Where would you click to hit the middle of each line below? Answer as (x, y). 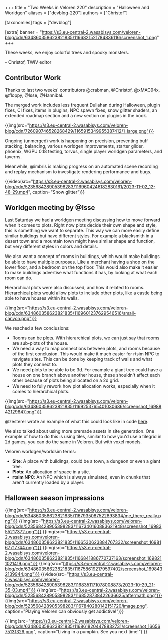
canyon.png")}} (21, 318)
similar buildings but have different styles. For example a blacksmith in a (79, 236)
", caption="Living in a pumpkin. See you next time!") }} (91, 632)
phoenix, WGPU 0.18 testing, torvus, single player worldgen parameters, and (84, 151)
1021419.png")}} (22, 564)
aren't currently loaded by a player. (48, 482)
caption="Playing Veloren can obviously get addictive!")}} (64, 611)
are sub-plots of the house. (40, 343)
